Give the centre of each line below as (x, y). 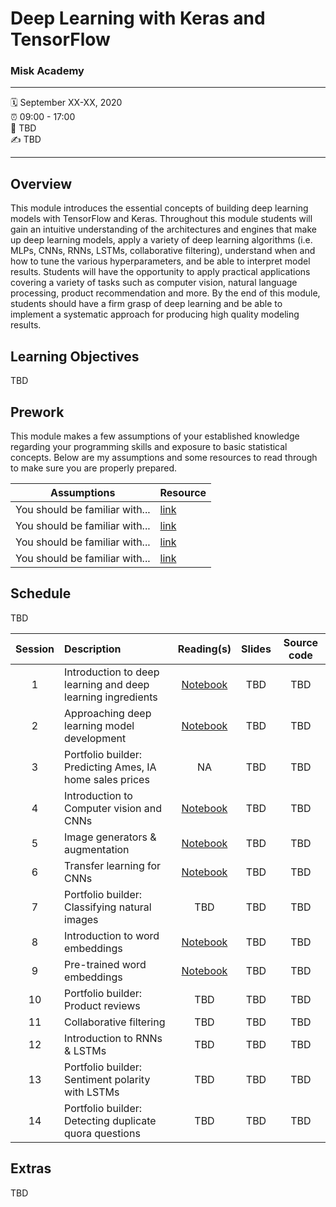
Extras (31, 1168)
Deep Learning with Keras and (138, 18)
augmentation (97, 849)
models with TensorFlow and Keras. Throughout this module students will (161, 219)
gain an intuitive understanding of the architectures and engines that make (163, 229)
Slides (256, 649)
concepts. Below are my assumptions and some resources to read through (164, 457)
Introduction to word (112, 935)
